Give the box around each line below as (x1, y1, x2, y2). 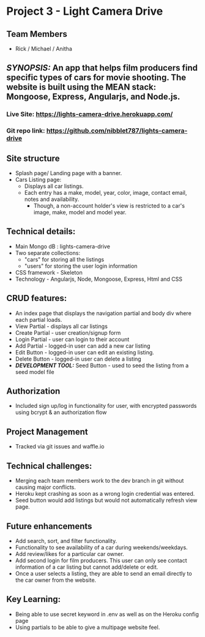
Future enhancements (6, 521, 92, 531)
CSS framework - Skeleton (15, 268, 83, 276)
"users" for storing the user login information (24, 262, 138, 270)
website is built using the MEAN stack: (6, 82, 157, 93)
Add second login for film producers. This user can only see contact (15, 557, 188, 564)
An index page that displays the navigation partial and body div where (15, 309, 192, 317)
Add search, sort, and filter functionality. (15, 537, 117, 544)
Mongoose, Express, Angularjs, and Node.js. (6, 92, 181, 102)
